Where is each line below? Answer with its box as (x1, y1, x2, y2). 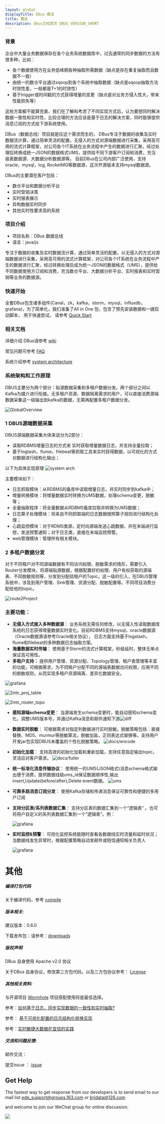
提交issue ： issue (5, 1061, 42, 1067)
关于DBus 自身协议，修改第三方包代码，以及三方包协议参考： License (5, 969, 146, 975)
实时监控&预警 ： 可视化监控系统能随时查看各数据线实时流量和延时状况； (12, 831, 159, 837)
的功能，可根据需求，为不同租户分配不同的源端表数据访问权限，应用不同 (12, 664, 159, 670)
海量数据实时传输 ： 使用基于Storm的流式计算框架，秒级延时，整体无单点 (12, 646, 160, 651)
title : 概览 (5, 16, 28, 21)
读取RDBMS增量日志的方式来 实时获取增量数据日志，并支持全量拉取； (12, 443, 154, 448)
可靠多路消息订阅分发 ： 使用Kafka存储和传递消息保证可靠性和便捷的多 (12, 788, 155, 794)
